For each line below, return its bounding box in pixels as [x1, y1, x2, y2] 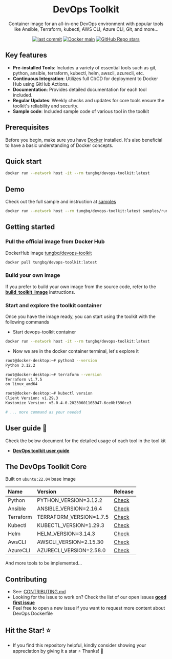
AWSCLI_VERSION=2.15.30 [37, 538, 104, 545]
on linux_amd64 [5, 382, 38, 387]
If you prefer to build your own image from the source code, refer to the [5, 284, 156, 290]
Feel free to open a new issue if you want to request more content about [12, 605, 165, 611]
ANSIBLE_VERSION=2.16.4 [37, 505, 102, 512]
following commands [5, 319, 50, 325]
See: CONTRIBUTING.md [12, 589, 66, 595]
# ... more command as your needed [5, 409, 81, 415]
